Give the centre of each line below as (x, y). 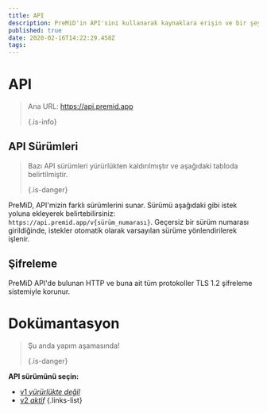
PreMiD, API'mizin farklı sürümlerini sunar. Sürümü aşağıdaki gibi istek (123, 205)
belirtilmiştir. (48, 174)
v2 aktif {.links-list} (51, 400)
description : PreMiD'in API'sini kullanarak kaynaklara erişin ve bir (128, 23)
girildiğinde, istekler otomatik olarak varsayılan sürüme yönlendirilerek (122, 230)
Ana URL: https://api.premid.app (80, 106)
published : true (35, 30)
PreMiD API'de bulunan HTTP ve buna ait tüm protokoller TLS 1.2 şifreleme (130, 283)
